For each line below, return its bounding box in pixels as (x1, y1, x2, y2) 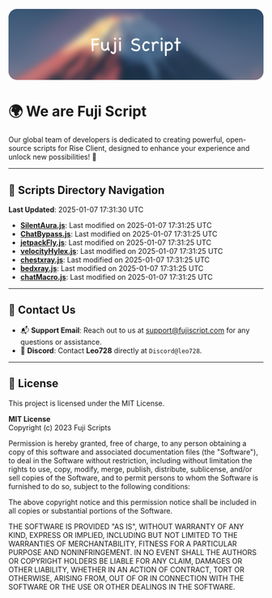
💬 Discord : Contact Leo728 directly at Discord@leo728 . (19, 346, 202, 355)
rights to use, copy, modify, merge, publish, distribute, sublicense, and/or (8, 464, 253, 474)
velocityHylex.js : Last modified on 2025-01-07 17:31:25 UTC (19, 247, 223, 256)
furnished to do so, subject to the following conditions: (8, 481, 190, 491)
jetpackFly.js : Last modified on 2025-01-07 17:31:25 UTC (19, 238, 212, 247)
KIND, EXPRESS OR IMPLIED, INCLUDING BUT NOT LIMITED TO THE (8, 530, 238, 540)
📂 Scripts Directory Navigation (8, 183, 165, 197)
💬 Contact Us (8, 303, 76, 317)
